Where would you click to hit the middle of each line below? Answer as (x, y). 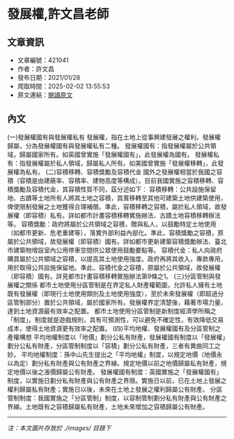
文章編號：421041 (43, 60)
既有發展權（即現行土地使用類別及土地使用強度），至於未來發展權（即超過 (112, 294)
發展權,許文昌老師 (58, 14)
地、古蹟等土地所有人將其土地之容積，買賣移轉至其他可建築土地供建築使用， (117, 198)
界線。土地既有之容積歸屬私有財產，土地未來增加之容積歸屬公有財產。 (108, 406)
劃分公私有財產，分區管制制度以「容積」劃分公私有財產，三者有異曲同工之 (114, 346)
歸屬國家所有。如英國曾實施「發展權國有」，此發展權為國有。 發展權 (116, 154)
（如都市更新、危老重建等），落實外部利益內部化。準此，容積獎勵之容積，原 (116, 232)
